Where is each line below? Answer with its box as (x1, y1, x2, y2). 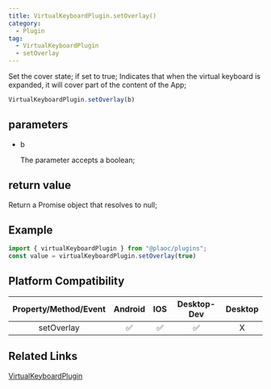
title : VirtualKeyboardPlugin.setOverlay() (8, 11, 157, 20)
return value (8, 178, 71, 192)
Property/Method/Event (12, 303, 106, 315)
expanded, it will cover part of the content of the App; (8, 80, 187, 90)
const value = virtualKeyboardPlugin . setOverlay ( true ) (8, 252, 197, 261)
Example (8, 223, 53, 236)
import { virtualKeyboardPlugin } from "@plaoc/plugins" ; (8, 245, 207, 253)
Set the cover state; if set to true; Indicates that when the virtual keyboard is (8, 72, 261, 81)
